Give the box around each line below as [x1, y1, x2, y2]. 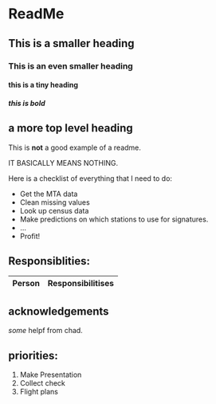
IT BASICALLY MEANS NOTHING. [8, 158, 118, 167]
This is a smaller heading [8, 37, 135, 50]
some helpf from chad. [8, 326, 84, 335]
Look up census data [19, 206, 89, 215]
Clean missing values [19, 197, 90, 207]
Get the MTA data [19, 189, 78, 198]
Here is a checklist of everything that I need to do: [8, 173, 173, 183]
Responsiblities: [8, 254, 90, 268]
